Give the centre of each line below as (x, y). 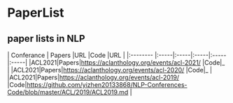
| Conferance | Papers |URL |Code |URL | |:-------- (80, 55)
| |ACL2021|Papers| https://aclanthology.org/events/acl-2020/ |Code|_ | (110, 70)
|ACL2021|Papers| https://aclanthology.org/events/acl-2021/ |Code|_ (127, 63)
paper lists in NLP (46, 39)
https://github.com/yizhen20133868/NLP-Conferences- (107, 85)
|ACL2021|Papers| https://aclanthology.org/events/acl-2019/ (93, 77)
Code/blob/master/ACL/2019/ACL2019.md (68, 92)
